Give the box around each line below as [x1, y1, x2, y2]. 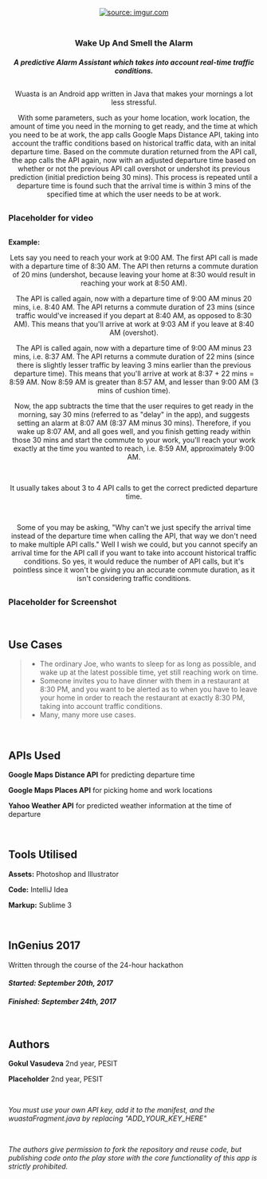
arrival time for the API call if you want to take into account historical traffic [10, 548, 257, 557]
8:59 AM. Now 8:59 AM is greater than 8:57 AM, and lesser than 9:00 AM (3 [9, 376, 259, 387]
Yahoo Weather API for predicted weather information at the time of [8, 801, 233, 811]
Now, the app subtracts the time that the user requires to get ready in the [14, 400, 253, 411]
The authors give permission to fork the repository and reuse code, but [8, 1145, 241, 1154]
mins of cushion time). [96, 385, 171, 395]
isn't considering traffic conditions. [77, 573, 191, 583]
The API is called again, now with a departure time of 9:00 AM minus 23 [15, 343, 253, 353]
